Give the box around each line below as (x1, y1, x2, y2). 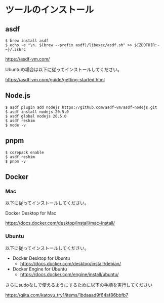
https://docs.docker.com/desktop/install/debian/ (20, 260, 121, 266)
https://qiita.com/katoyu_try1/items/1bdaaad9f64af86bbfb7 (5, 292, 129, 298)
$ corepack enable (5, 150, 44, 155)
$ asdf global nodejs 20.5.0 (5, 113, 67, 119)
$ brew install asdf (5, 38, 49, 43)
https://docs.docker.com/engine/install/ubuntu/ (20, 271, 119, 277)
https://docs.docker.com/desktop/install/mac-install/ (5, 220, 115, 226)
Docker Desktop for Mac (5, 210, 57, 216)
